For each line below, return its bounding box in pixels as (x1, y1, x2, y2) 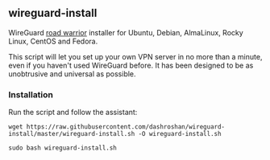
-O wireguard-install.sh (138, 130, 222, 138)
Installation (8, 88, 54, 100)
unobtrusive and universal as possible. (8, 68, 136, 79)
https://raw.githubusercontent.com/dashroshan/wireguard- (26, 123, 226, 131)
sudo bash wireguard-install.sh (8, 144, 117, 152)
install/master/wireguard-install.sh (8, 130, 135, 138)
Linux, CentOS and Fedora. (8, 36, 98, 46)
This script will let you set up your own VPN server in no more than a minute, (8, 51, 263, 61)
